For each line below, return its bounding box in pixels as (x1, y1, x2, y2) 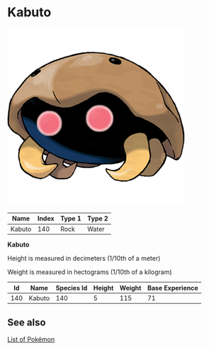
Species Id (55, 283, 88, 292)
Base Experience (147, 283, 198, 292)
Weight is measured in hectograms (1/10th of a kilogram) (7, 268, 172, 276)
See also (7, 316, 46, 328)
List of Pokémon (7, 335, 55, 344)
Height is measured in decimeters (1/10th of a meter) (7, 254, 161, 263)
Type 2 (87, 214, 108, 223)
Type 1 (60, 214, 81, 223)
